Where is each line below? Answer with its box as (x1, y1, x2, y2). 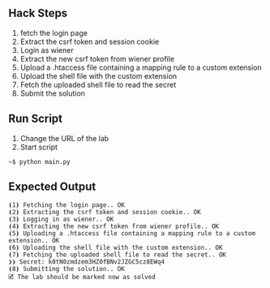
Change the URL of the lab (19, 133, 109, 143)
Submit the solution (19, 88, 85, 98)
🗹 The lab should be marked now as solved (8, 273, 156, 282)
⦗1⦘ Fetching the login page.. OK (8, 201, 126, 209)
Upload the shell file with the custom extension (19, 71, 178, 80)
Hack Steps (8, 6, 68, 20)
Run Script (8, 112, 63, 126)
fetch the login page (19, 28, 88, 37)
